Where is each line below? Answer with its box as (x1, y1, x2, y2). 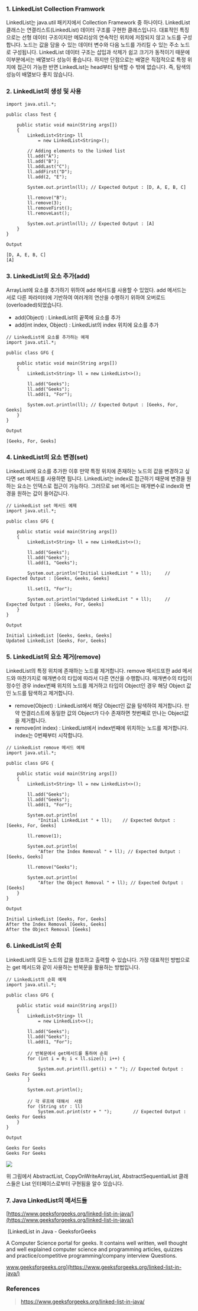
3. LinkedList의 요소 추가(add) (6, 272, 90, 280)
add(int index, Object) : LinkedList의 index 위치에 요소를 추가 (14, 321, 159, 328)
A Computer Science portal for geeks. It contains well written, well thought (6, 1240, 188, 1247)
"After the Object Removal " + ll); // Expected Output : (37, 880, 184, 886)
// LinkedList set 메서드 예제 (6, 503, 77, 509)
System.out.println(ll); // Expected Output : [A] (27, 220, 155, 227)
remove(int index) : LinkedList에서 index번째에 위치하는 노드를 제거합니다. (14, 724, 189, 731)
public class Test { (6, 112, 57, 118)
